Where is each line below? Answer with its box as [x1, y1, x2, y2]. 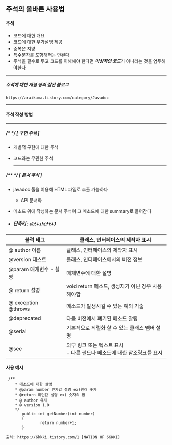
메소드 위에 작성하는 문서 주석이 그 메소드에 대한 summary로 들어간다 [13, 208, 152, 214]
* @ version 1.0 [15, 402, 50, 408]
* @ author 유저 [15, 398, 47, 403]
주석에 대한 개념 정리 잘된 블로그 [6, 82, 69, 88]
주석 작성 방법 [6, 112, 33, 118]
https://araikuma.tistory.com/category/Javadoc [6, 95, 109, 100]
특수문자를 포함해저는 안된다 [13, 52, 70, 58]
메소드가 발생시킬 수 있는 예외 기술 [66, 302, 144, 309]
